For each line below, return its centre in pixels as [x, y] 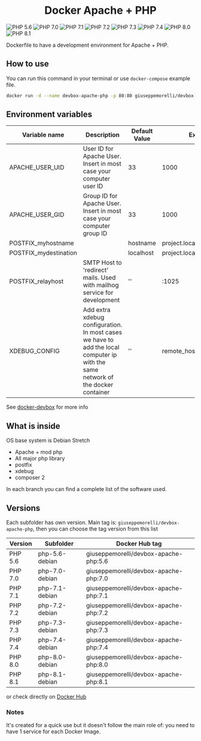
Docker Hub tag [139, 544]
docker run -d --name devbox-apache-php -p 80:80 [69, 96]
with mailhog [101, 285]
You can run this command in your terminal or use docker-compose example [98, 78]
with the [94, 362]
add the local [101, 347]
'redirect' [96, 270]
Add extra [97, 310]
